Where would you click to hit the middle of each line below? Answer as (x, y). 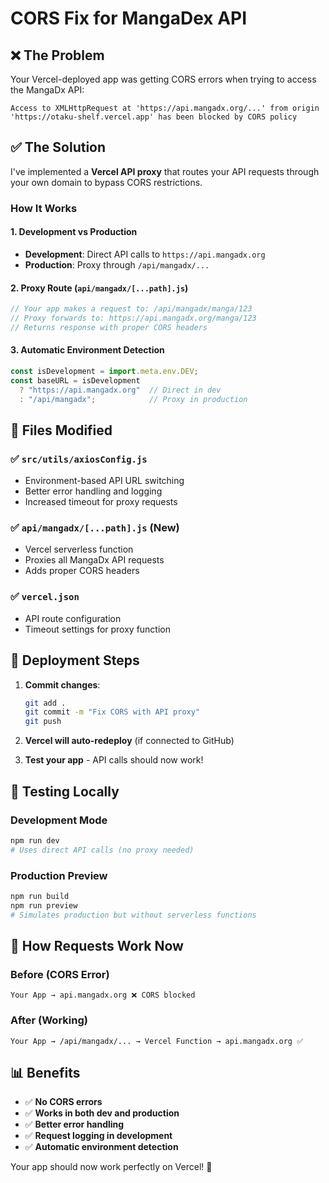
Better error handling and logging (93, 491)
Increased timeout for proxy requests (101, 502)
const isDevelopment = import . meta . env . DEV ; (104, 371)
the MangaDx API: (47, 90)
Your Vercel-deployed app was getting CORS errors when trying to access (163, 79)
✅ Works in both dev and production (102, 1113)
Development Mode (59, 820)
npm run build (40, 896)
